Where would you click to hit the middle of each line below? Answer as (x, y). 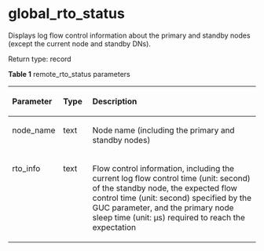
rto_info (26, 168)
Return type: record (40, 59)
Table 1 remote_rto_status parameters (70, 74)
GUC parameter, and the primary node (163, 207)
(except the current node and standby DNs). (80, 43)
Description (115, 101)
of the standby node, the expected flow (165, 187)
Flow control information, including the (163, 168)
